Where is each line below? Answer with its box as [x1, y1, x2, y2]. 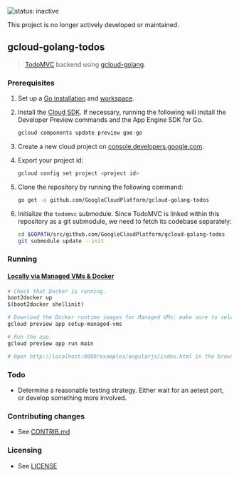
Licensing [7, 446, 43, 456]
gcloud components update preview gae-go [17, 129, 142, 137]
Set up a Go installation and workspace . [17, 94, 135, 103]
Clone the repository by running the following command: [17, 183, 184, 191]
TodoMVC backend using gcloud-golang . [24, 60, 146, 68]
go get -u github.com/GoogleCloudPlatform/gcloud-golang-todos [17, 196, 210, 203]
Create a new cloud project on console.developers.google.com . [17, 142, 205, 150]
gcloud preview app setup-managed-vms [7, 321, 122, 328]
